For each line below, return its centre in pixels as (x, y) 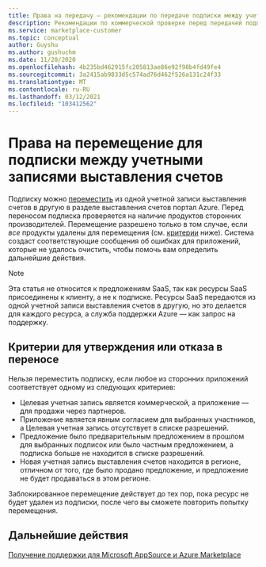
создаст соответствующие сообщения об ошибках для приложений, (125, 241)
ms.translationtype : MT (47, 82)
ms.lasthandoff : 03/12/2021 (55, 97)
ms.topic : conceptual (44, 38)
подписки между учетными (106, 160)
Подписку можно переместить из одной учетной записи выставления (127, 199)
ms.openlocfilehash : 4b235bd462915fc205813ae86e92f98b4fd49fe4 (115, 67)
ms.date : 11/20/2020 (42, 60)
